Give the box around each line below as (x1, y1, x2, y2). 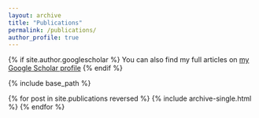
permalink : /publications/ (8, 26, 97, 34)
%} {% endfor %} (8, 102, 65, 112)
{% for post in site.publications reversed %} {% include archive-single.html (8, 94, 252, 103)
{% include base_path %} (8, 79, 91, 88)
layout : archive (8, 11, 61, 20)
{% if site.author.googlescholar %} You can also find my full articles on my (8, 55, 250, 65)
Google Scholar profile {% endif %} (8, 64, 124, 73)
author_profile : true (8, 33, 80, 42)
